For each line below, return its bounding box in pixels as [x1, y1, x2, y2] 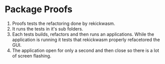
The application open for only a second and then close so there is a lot [12, 47, 159, 53]
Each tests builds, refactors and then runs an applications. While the [12, 31, 154, 37]
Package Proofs [5, 4, 73, 15]
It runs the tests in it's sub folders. [12, 25, 84, 31]
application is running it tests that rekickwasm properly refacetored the [12, 37, 160, 43]
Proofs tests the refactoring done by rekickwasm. [12, 20, 115, 26]
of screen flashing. [12, 52, 52, 59]
